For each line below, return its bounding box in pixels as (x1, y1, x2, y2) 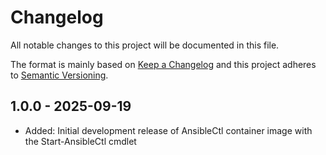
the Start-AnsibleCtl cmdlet (24, 135, 137, 147)
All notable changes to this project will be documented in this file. (10, 39, 280, 51)
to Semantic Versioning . (10, 69, 109, 81)
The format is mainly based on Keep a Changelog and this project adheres (10, 58, 317, 70)
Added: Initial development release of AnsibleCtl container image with (24, 124, 313, 136)
